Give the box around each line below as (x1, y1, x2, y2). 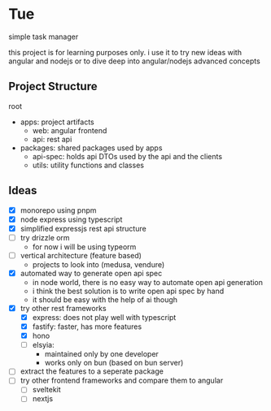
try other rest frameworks (20, 303, 107, 313)
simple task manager (8, 32, 79, 41)
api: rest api (32, 134, 72, 144)
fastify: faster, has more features (32, 322, 142, 331)
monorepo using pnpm (20, 205, 97, 215)
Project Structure (8, 80, 98, 93)
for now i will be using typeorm (32, 241, 137, 252)
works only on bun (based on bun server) (44, 358, 184, 368)
